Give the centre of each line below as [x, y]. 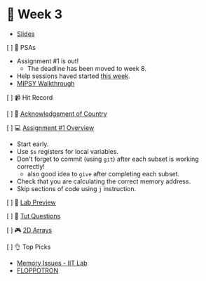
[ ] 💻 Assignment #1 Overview [50, 128]
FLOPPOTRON [37, 270]
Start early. [33, 144]
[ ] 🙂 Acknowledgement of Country [57, 113]
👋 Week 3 [34, 14]
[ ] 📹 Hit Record [30, 97]
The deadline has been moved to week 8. [87, 68]
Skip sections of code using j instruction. [76, 188]
